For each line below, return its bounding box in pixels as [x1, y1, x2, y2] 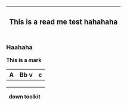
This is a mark [6, 57, 42, 64]
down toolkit [8, 93, 41, 100]
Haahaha [6, 43, 33, 51]
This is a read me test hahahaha [9, 17, 118, 27]
